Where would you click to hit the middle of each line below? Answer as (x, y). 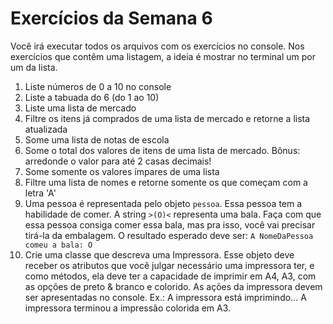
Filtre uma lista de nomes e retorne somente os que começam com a (166, 182)
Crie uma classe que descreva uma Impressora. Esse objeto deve (159, 254)
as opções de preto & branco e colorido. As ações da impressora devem (173, 286)
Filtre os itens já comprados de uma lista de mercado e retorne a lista (167, 118)
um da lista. (34, 67)
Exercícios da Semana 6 (111, 18)
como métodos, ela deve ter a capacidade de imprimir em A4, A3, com (170, 276)
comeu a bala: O (58, 245)
